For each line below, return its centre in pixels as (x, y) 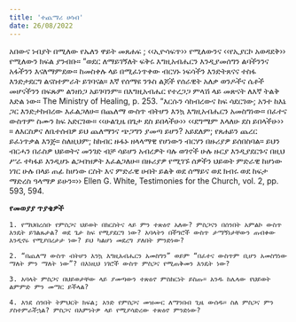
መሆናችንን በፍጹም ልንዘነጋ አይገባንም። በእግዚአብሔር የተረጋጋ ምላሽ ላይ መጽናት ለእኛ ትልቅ (144, 90)
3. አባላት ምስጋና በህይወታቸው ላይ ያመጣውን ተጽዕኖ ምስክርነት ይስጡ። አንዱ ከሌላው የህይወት (140, 279)
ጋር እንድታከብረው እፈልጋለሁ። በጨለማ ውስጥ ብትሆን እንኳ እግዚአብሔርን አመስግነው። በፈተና (148, 111)
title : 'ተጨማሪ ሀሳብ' (47, 17)
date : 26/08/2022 (41, 26)
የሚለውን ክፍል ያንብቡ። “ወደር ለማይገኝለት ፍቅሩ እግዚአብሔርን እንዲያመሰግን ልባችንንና (139, 61)
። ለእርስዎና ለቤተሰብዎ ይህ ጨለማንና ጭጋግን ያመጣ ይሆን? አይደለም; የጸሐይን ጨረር (133, 130)
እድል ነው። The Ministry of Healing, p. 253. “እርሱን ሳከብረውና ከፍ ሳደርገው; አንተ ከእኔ (148, 101)
